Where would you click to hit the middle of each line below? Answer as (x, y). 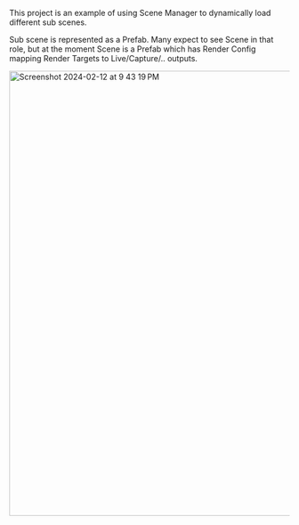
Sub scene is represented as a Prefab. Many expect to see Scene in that (141, 40)
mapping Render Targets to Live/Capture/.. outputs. (104, 58)
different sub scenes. (48, 22)
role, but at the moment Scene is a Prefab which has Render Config (133, 49)
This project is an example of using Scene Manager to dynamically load (140, 13)
